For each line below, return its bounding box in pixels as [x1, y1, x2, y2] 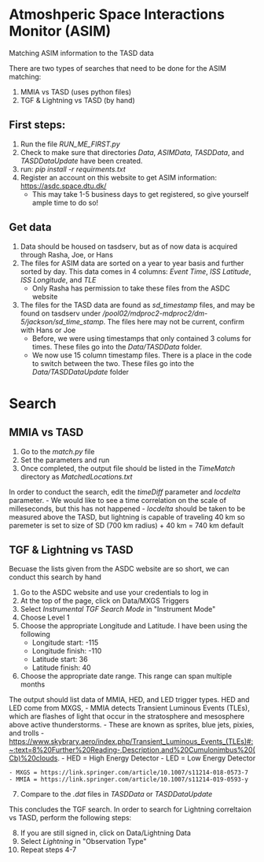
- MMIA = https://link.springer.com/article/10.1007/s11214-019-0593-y [9, 775, 248, 784]
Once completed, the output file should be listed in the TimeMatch [20, 463, 235, 473]
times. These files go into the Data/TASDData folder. [31, 342, 203, 351]
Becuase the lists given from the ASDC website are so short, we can [9, 564, 230, 574]
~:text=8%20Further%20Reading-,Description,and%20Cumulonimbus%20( [9, 745, 256, 755]
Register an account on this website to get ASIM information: [20, 172, 217, 182]
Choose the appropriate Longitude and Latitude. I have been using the [20, 621, 248, 631]
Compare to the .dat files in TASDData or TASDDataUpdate [20, 790, 213, 799]
